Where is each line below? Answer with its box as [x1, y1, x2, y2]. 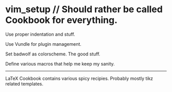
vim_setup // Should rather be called [5, 4, 163, 15]
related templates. [5, 80, 44, 87]
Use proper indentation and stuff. [5, 31, 75, 37]
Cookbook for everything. [5, 14, 118, 26]
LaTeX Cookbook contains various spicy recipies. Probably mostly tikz [5, 75, 154, 81]
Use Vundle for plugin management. [5, 41, 82, 47]
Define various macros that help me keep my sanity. [5, 60, 115, 67]
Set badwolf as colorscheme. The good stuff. [5, 51, 101, 57]
